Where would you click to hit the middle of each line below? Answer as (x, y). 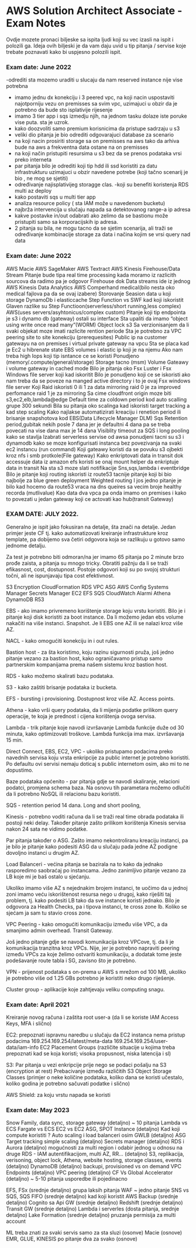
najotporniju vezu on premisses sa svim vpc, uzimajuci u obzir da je (96, 104)
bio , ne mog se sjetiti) (41, 178)
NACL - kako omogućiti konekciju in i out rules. (62, 640)
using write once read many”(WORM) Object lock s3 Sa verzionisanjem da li (97, 325)
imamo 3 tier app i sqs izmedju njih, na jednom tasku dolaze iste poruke (101, 116)
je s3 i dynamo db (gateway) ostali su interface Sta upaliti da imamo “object (97, 318)
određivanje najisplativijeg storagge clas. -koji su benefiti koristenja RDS (102, 185)
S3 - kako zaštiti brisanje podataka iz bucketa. (62, 687)
